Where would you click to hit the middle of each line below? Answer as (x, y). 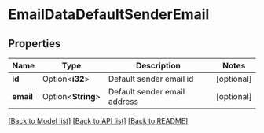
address (123, 102)
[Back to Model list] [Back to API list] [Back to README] (98, 121)
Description (158, 66)
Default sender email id (151, 79)
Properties (35, 44)
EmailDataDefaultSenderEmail (109, 15)
